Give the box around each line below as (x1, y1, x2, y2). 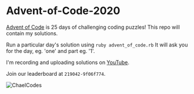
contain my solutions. (6, 29, 58, 36)
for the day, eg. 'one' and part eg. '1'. (6, 47, 95, 54)
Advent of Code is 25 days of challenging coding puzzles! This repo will (6, 23, 180, 31)
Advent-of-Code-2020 (6, 4, 121, 18)
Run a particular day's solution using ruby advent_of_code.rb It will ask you (6, 41, 188, 48)
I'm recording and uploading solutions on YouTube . (6, 59, 130, 66)
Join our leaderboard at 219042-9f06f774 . (6, 70, 106, 77)
